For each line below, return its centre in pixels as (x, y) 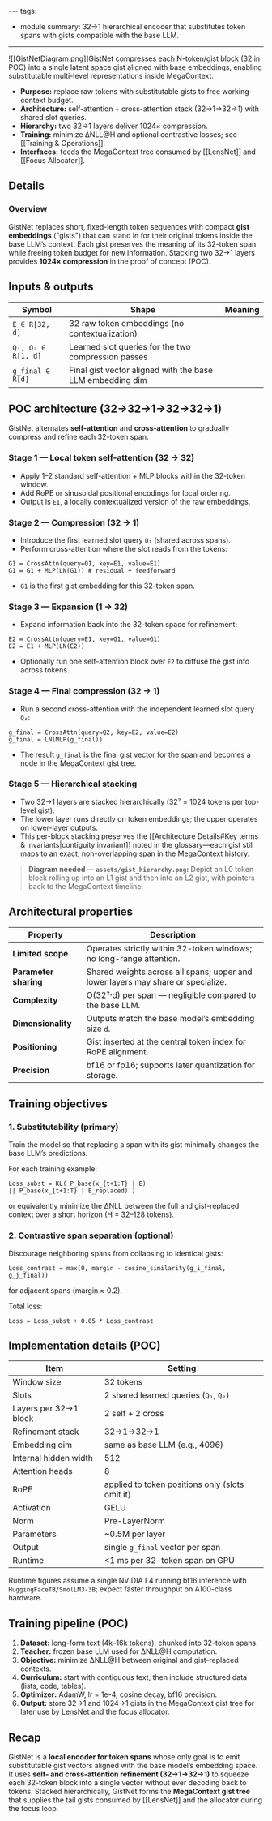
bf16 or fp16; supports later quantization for (170, 1065)
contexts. (36, 1669)
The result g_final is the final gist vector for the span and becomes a (135, 754)
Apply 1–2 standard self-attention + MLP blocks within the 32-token (132, 475)
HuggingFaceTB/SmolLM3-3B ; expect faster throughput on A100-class (120, 1589)
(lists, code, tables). (53, 1686)
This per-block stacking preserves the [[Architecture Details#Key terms (139, 836)
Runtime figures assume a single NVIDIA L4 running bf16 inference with (127, 1581)
